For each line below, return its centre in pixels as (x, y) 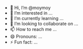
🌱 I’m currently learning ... (37, 18)
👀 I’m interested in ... (31, 13)
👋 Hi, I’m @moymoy (30, 8)
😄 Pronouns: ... (26, 36)
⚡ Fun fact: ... (24, 42)
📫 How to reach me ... (33, 29)
